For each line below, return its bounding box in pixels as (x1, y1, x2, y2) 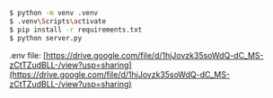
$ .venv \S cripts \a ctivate (9, 16, 106, 26)
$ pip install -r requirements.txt (9, 25, 143, 34)
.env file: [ (9, 49, 47, 60)
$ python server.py (9, 33, 83, 42)
